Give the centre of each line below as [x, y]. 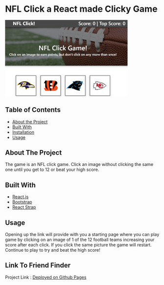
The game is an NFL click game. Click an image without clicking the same [79, 165]
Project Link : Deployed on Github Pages [46, 277]
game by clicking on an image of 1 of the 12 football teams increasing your [80, 240]
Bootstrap [22, 202]
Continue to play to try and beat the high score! [53, 250]
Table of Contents [33, 110]
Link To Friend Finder [38, 265]
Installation [23, 132]
